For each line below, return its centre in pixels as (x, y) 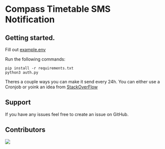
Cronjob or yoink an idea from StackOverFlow (51, 87)
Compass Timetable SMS (58, 9)
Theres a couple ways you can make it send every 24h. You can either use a (82, 82)
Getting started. (30, 38)
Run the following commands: (35, 59)
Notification (30, 19)
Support (18, 102)
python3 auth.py (22, 73)
